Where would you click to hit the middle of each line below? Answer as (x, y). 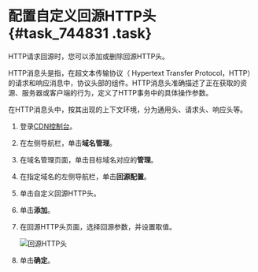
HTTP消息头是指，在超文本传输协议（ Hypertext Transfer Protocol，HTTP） (131, 73)
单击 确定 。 (37, 260)
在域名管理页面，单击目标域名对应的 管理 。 (88, 159)
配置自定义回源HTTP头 (82, 16)
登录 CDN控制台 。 (48, 126)
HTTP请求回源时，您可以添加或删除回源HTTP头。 (88, 56)
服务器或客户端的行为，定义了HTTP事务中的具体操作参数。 (117, 92)
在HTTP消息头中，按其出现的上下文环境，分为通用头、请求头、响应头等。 (128, 109)
